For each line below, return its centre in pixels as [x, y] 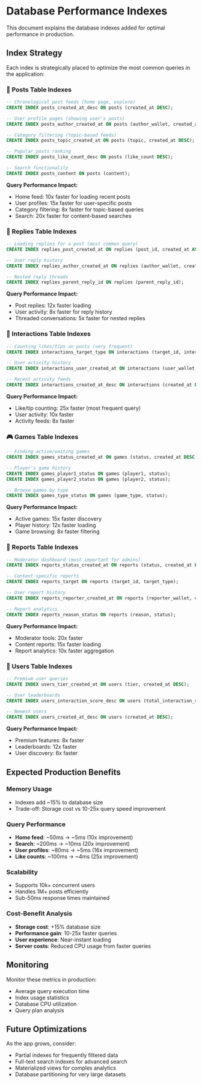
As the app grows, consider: [41, 1044]
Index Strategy [35, 53]
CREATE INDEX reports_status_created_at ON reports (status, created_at [99, 565]
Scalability [22, 872]
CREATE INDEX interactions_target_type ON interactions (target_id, [94, 352]
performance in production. [40, 34]
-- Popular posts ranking [38, 152]
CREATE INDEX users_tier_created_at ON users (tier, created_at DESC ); [98, 684]
